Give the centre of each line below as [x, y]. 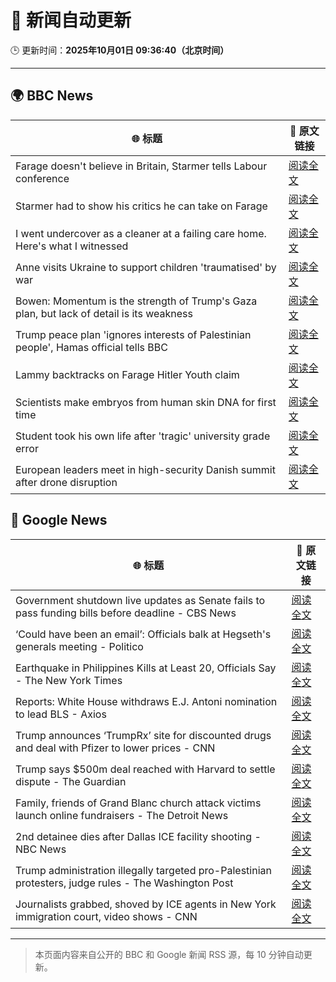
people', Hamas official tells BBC [91, 347]
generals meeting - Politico [79, 646]
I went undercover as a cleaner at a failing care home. [141, 233]
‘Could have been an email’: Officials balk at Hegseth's [143, 634]
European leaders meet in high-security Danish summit [145, 469]
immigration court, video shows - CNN [106, 916]
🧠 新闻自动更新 [71, 20]
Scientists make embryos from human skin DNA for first [146, 402]
